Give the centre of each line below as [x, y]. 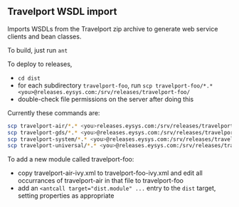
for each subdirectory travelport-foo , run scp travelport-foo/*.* [115, 85]
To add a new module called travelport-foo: [71, 159]
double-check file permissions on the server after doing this [106, 99]
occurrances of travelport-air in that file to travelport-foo [100, 181]
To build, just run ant [38, 50]
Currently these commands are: [54, 112]
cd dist [29, 78]
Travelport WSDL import [62, 12]
